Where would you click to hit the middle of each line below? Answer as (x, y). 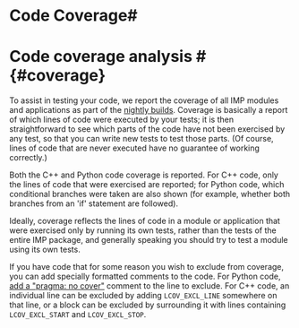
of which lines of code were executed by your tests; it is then (122, 120)
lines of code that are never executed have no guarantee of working (134, 148)
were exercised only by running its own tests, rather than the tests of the (143, 230)
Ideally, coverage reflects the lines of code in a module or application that (145, 221)
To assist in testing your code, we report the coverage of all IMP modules (144, 100)
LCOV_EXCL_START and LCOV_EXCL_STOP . (78, 315)
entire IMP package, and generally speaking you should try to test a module (149, 240)
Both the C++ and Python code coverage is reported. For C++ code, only (144, 175)
